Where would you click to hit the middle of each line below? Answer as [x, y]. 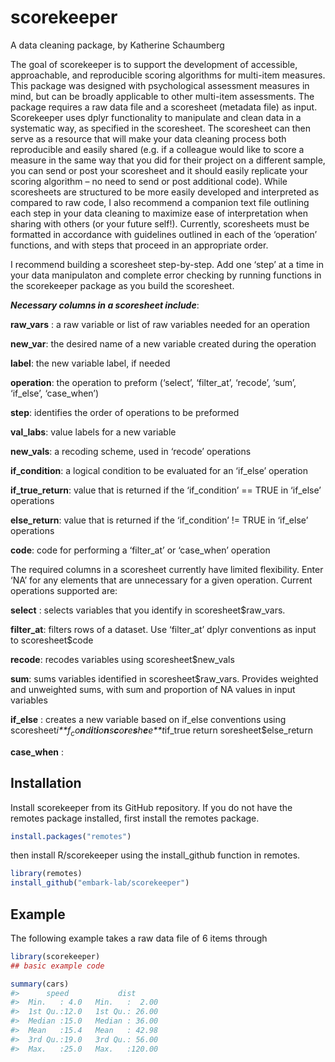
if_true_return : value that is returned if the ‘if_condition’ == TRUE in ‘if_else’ [166, 490]
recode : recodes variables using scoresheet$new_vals [122, 659]
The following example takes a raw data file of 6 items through [139, 938]
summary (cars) [40, 984]
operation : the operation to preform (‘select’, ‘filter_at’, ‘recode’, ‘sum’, [153, 382]
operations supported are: [64, 590]
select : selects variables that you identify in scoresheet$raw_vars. [148, 610]
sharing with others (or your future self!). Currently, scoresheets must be [160, 223]
